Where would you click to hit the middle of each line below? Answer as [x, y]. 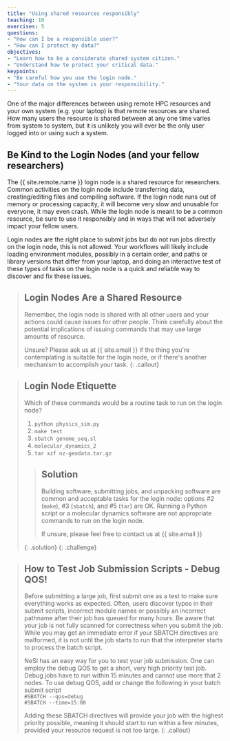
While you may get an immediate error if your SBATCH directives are [121, 633]
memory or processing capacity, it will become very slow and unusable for [113, 204]
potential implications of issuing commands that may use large [113, 329]
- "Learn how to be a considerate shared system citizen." [94, 59]
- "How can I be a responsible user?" [63, 39]
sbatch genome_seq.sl [65, 439]
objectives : [24, 52]
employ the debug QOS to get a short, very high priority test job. [115, 668]
